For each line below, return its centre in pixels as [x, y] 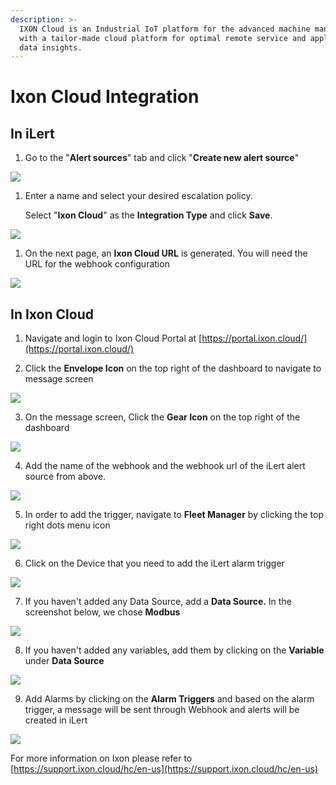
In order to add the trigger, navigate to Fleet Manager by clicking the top [174, 515]
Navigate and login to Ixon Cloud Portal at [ [113, 338]
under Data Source [64, 661]
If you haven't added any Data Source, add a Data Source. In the [158, 602]
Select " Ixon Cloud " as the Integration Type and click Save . [148, 215]
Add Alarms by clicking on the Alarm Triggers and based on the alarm [169, 699]
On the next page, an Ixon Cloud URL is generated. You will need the [166, 253]
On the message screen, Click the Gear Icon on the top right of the [162, 417]
